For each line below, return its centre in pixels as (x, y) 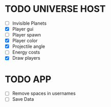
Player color (25, 41)
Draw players (26, 58)
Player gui (23, 29)
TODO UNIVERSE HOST (55, 9)
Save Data (23, 99)
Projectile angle (29, 46)
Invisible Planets (29, 23)
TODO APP (28, 79)
